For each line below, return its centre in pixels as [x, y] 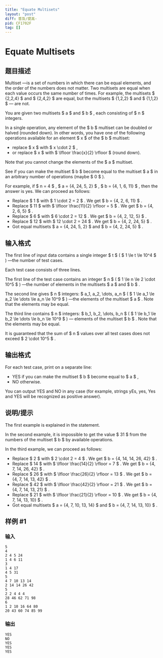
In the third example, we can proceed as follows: [54, 449]
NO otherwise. [27, 382]
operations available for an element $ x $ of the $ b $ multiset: [68, 138]
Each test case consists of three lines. [43, 270]
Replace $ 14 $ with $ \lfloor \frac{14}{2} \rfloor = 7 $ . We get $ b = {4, [84, 464]
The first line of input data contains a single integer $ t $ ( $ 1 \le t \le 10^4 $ [81, 255]
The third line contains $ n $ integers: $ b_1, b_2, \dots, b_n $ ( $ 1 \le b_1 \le [81, 313]
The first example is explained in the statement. [53, 425]
